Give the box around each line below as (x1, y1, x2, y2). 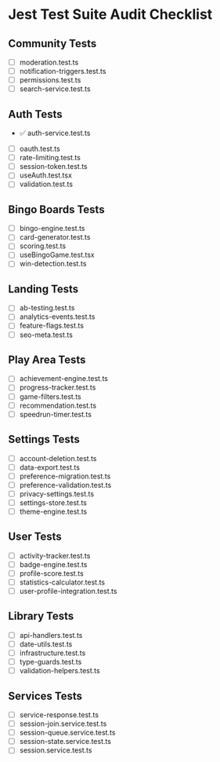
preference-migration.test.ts (19, 471, 111, 481)
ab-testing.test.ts (19, 303, 75, 313)
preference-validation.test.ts (19, 480, 112, 489)
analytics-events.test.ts (19, 312, 96, 321)
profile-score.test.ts (19, 568, 84, 578)
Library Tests (8, 610, 74, 623)
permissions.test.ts (19, 75, 81, 85)
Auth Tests (8, 108, 63, 121)
